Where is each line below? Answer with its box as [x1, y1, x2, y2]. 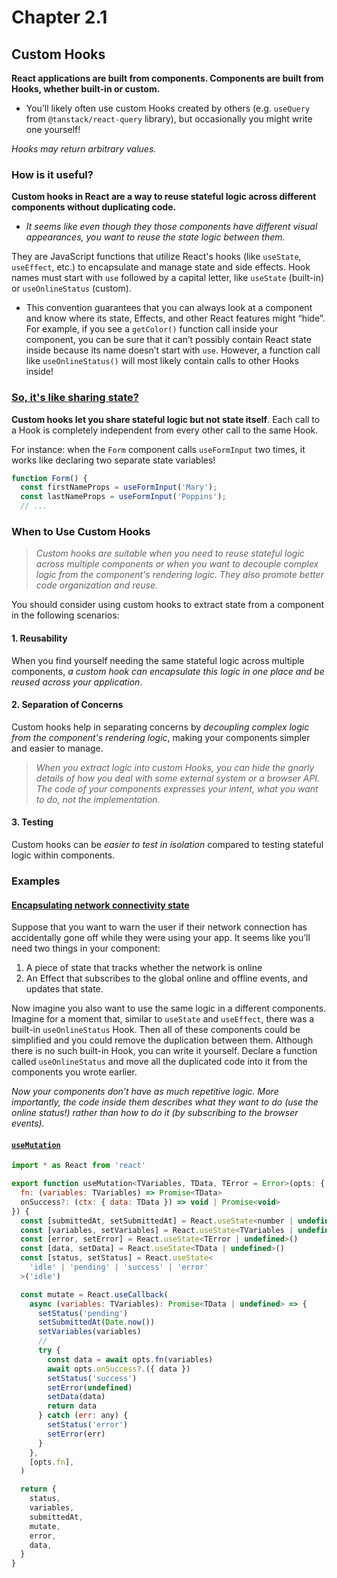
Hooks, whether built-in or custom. [11, 83, 161, 95]
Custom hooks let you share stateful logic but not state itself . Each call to [11, 413, 321, 425]
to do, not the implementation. [35, 793, 161, 805]
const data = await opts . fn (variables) [47, 1354, 214, 1365]
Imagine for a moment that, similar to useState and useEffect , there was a [11, 1013, 315, 1025]
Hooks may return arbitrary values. [11, 143, 157, 155]
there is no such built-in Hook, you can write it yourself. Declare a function [11, 1045, 318, 1057]
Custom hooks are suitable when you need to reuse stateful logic [35, 547, 305, 560]
